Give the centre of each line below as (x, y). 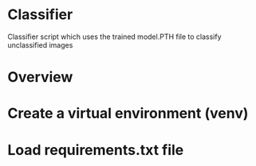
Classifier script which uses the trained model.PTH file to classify (114, 37)
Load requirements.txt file (96, 150)
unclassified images (40, 44)
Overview (40, 77)
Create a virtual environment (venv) (128, 114)
